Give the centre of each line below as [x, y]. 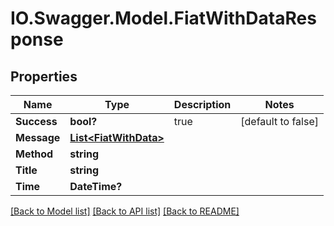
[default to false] [279, 121]
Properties [44, 76]
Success [36, 121]
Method [34, 154]
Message [38, 137]
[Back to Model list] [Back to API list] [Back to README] [125, 211]
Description [202, 104]
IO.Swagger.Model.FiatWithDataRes [163, 18]
